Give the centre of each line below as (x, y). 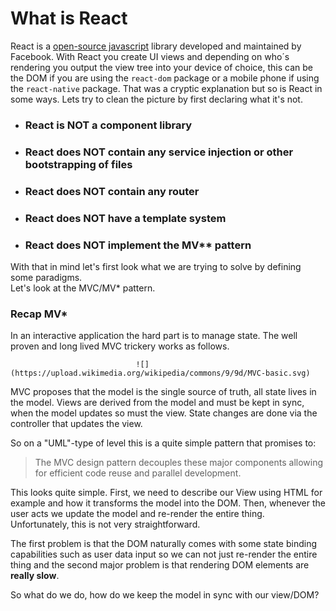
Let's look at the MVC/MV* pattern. (83, 288)
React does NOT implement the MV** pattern (138, 245)
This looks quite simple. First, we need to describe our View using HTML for (166, 493)
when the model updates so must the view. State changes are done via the (164, 413)
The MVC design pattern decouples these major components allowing (179, 463)
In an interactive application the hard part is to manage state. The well (154, 336)
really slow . (35, 576)
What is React (69, 18)
